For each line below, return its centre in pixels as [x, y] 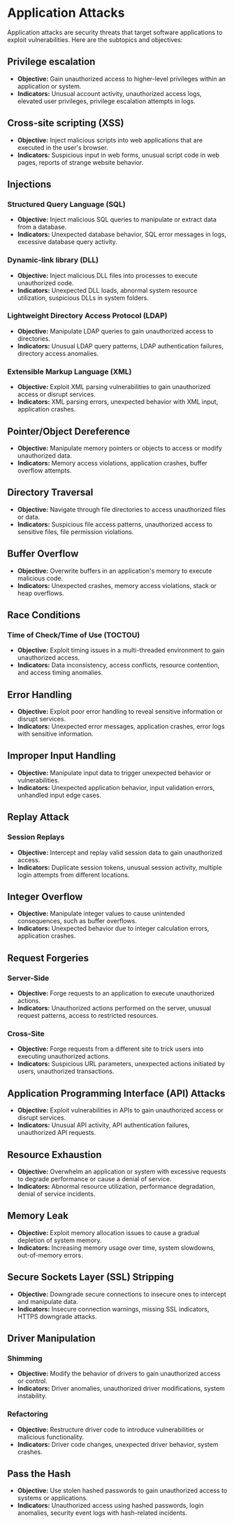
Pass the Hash [39, 1474]
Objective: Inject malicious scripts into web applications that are [110, 140]
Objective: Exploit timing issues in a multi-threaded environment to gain [121, 651]
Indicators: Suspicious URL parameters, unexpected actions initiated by [121, 1064]
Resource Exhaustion [55, 1155]
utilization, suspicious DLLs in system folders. [83, 298]
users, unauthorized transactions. [66, 1071]
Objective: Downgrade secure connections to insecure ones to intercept [122, 1294]
